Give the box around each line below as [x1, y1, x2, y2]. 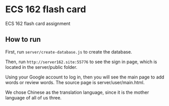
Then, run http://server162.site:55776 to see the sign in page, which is [5, 59, 157, 65]
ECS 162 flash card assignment [5, 20, 71, 26]
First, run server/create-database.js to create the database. [5, 48, 132, 55]
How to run [5, 35, 41, 44]
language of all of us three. [5, 94, 62, 100]
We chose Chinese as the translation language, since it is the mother [5, 89, 149, 95]
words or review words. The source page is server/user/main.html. [5, 79, 145, 85]
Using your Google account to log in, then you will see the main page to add [5, 74, 164, 80]
